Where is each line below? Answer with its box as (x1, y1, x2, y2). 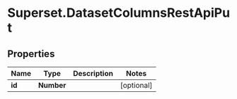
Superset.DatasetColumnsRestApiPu (7, 5, 231, 21)
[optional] (120, 81, 153, 90)
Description (73, 69, 113, 78)
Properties (7, 48, 55, 60)
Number (37, 81, 67, 90)
